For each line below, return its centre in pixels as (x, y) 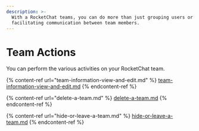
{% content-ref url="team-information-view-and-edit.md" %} (81, 80)
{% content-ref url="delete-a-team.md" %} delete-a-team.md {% (87, 98)
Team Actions (41, 52)
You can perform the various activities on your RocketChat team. (85, 68)
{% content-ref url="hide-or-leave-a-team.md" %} (69, 116)
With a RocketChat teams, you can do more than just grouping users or (102, 17)
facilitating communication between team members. (76, 23)
